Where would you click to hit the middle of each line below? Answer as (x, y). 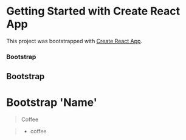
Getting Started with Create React (93, 11)
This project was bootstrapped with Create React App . (74, 41)
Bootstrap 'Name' (52, 103)
